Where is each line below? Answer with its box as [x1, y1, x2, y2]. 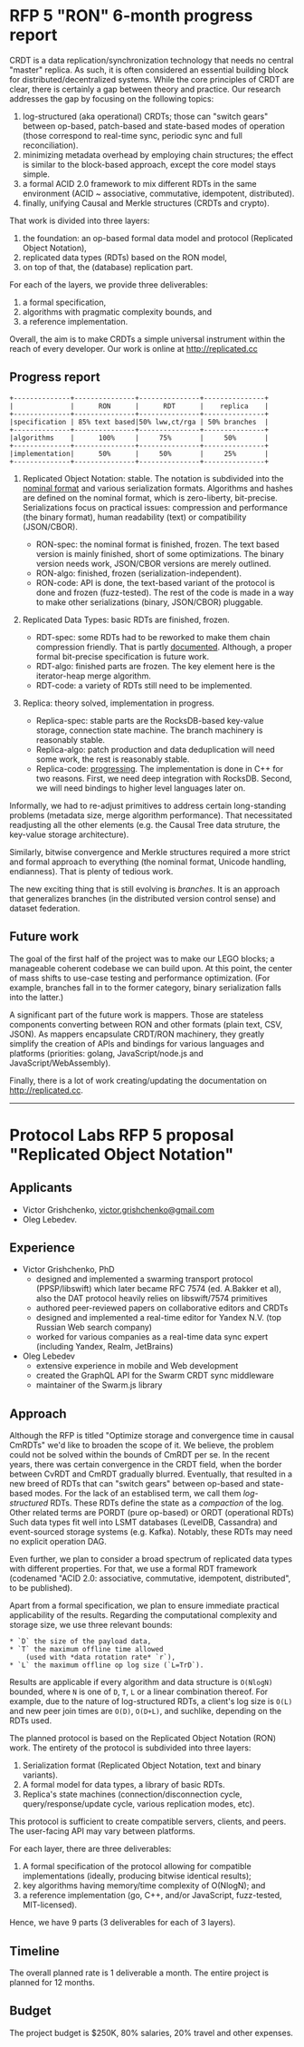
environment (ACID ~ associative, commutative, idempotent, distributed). [22, 188, 295, 199]
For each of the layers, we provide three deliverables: [9, 278, 208, 290]
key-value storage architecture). [9, 829, 129, 840]
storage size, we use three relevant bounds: [9, 1620, 174, 1631]
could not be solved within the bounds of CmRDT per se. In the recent [9, 1449, 270, 1460]
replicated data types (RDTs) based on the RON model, [22, 251, 228, 263]
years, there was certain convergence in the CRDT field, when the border [9, 1459, 282, 1470]
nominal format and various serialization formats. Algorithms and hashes [22, 483, 294, 493]
